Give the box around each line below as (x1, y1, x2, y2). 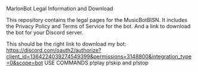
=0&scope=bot (6, 59, 44, 66)
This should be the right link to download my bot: (6, 41, 126, 47)
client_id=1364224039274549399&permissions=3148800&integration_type (6, 53, 192, 60)
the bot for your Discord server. (6, 29, 83, 36)
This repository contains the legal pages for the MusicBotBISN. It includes (6, 17, 188, 23)
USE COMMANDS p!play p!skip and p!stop (44, 59, 149, 66)
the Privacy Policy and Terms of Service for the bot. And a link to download (6, 23, 191, 30)
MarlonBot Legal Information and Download (6, 5, 113, 12)
